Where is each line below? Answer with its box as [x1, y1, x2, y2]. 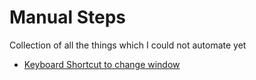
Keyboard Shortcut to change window [23, 58, 181, 70]
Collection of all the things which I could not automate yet [9, 39, 247, 51]
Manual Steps [9, 6, 127, 29]
